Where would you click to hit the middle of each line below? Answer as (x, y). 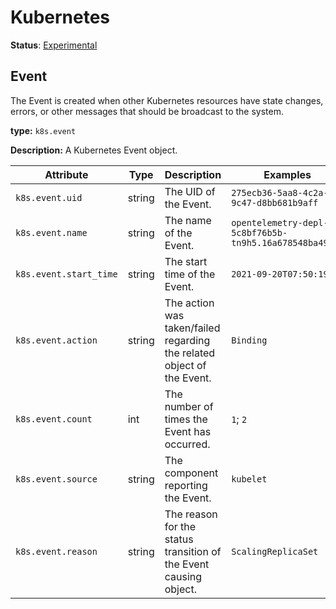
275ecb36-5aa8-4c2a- (280, 192)
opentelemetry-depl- (280, 222)
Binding (249, 340)
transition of (193, 551)
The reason (191, 514)
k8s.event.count (54, 419)
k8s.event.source (56, 479)
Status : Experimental (54, 45)
